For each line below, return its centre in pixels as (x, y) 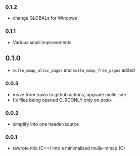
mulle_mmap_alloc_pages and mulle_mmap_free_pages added (74, 70)
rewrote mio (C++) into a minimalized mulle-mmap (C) (69, 148)
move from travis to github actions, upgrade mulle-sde (69, 94)
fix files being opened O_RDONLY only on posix (62, 100)
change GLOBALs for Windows (45, 18)
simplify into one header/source (46, 124)
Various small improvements (42, 42)
